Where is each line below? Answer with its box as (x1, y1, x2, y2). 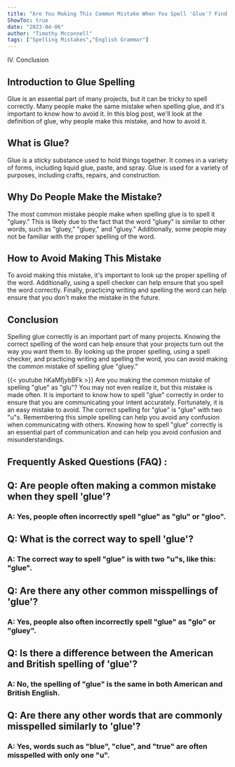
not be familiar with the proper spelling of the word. (7, 232, 156, 241)
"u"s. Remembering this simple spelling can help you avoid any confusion (7, 413, 220, 422)
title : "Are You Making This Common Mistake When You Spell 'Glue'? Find (7, 10, 228, 18)
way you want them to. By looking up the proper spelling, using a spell (7, 347, 210, 356)
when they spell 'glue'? (7, 491, 111, 502)
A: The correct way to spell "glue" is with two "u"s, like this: (7, 554, 216, 564)
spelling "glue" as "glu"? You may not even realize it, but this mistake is (7, 383, 213, 392)
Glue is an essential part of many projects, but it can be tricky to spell (7, 94, 208, 102)
